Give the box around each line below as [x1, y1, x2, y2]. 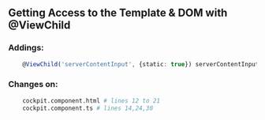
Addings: [8, 43, 45, 54]
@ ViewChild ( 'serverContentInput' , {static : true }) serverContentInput [22, 60, 259, 68]
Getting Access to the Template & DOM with [8, 6, 228, 20]
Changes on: [8, 79, 58, 90]
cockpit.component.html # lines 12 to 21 [22, 96, 160, 105]
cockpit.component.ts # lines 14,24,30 [22, 104, 154, 112]
